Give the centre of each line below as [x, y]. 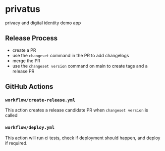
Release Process [31, 38]
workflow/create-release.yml [40, 100]
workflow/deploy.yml [30, 128]
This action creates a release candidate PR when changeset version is [77, 110]
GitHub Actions [29, 87]
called [11, 115]
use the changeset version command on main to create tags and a [80, 66]
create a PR [24, 50]
